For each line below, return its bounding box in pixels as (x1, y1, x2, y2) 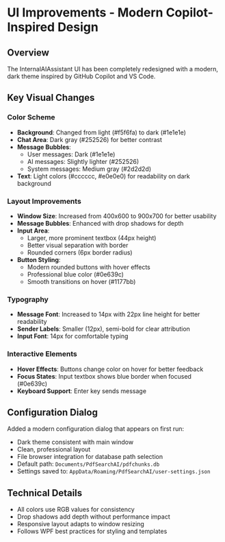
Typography (7, 294, 49, 304)
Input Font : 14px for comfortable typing (16, 332, 129, 340)
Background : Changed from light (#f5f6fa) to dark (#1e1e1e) (16, 128, 187, 137)
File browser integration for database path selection (16, 453, 163, 461)
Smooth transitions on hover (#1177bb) (27, 277, 136, 285)
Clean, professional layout (16, 445, 91, 453)
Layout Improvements (7, 196, 82, 206)
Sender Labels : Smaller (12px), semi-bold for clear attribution (16, 325, 190, 333)
